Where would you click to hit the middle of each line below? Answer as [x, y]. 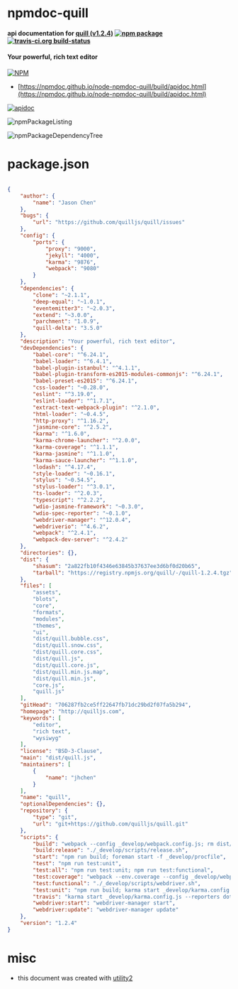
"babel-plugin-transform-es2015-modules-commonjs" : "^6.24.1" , [128, 375]
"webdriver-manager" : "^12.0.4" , [82, 520]
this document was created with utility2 [75, 978]
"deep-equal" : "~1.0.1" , [69, 301]
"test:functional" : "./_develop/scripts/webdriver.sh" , [117, 883]
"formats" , [49, 612]
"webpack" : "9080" [72, 269]
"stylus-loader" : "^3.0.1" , [74, 487]
